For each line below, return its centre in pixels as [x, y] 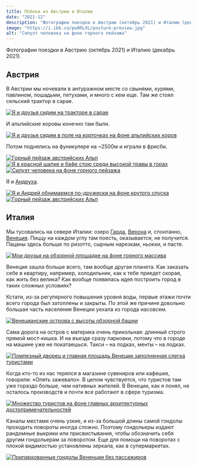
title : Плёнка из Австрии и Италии [50, 11]
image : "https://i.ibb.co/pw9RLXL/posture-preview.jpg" [76, 28]
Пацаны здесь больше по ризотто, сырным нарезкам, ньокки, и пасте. [95, 244]
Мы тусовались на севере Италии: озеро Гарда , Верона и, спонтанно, [94, 231]
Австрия [23, 75]
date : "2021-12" [26, 17]
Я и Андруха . [22, 181]
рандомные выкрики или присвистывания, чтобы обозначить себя [90, 433]
